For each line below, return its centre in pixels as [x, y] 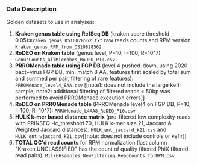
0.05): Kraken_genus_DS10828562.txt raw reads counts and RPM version [103, 40]
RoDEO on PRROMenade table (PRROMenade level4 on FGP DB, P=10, [103, 104]
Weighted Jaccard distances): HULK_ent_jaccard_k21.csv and [91, 130]
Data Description [32, 9]
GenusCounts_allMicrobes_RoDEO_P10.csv [65, 60]
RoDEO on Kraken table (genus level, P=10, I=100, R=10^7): [89, 53]
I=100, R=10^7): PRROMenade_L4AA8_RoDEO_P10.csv [75, 111]
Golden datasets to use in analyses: [50, 22]
